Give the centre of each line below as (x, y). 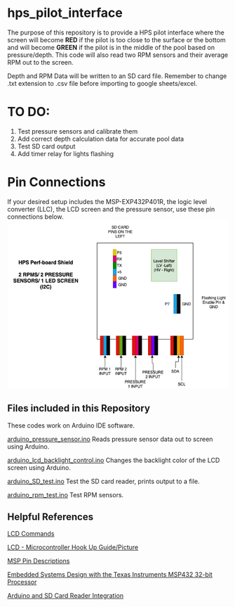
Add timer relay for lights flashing (66, 153)
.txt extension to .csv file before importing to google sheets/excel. (102, 83)
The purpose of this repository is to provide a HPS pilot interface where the (116, 32)
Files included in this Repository (79, 408)
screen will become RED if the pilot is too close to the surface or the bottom (116, 39)
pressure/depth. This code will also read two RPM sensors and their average (118, 55)
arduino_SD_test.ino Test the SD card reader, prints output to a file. (103, 481)
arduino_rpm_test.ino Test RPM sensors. (66, 494)
